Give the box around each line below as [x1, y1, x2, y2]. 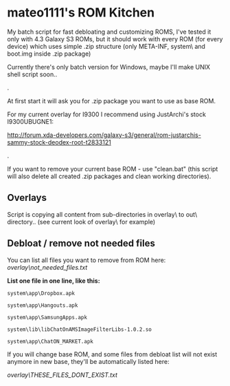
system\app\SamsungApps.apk [7, 314, 88, 321]
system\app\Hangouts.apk [7, 301, 78, 309]
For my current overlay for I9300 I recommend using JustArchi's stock [7, 110, 206, 118]
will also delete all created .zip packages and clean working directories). [7, 172, 211, 180]
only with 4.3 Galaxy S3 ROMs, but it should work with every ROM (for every [7, 34, 223, 43]
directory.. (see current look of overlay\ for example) [7, 217, 156, 226]
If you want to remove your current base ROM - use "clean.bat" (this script [7, 164, 218, 173]
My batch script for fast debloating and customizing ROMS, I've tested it [7, 28, 211, 36]
